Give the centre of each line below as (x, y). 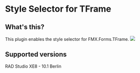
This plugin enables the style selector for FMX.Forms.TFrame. (67, 39)
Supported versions (36, 55)
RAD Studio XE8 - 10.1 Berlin (33, 66)
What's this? (25, 27)
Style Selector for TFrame (58, 9)
